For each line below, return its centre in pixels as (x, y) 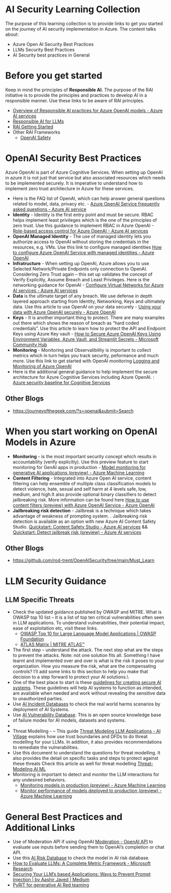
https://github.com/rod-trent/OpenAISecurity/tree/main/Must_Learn (83, 560)
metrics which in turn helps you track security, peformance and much (85, 355)
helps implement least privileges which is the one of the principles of (85, 220)
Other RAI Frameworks (36, 132)
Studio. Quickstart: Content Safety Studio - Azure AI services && (80, 527)
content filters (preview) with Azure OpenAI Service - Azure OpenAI (84, 505)
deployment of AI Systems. (41, 710)
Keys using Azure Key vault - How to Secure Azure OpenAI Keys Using (87, 334)
